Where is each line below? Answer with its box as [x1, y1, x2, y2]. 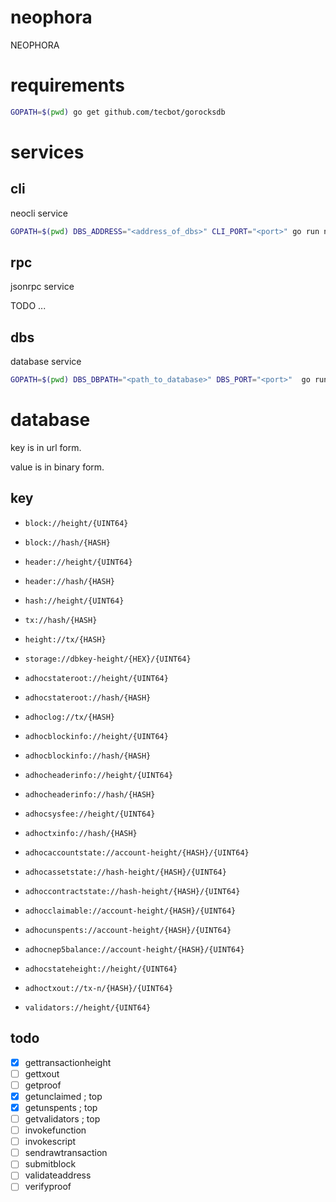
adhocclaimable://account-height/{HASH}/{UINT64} [24, 906, 237, 916]
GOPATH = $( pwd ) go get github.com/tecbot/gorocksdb [10, 107, 226, 117]
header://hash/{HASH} [24, 576, 115, 586]
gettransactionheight [24, 1056, 112, 1068]
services [10, 141, 85, 163]
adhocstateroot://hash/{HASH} [24, 692, 152, 703]
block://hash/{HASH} [24, 537, 111, 548]
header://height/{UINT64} [24, 557, 133, 567]
